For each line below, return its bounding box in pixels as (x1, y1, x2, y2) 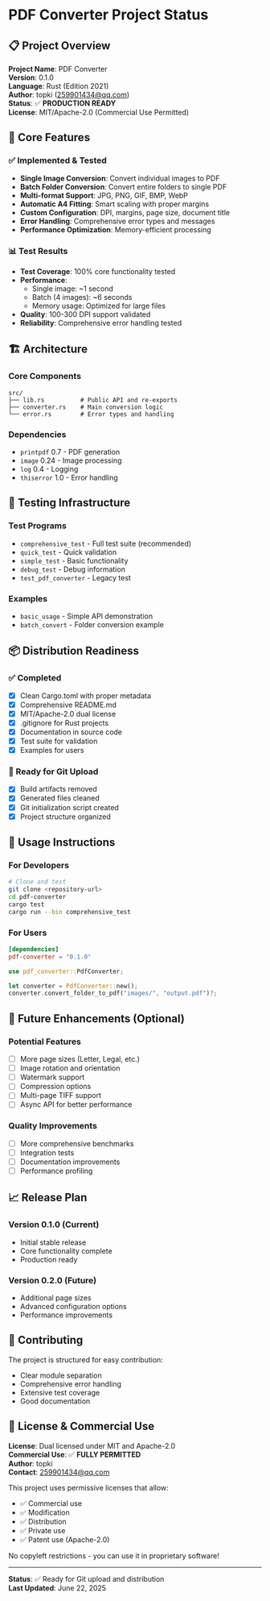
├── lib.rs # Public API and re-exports (8, 396, 178, 404)
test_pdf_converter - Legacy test (19, 572, 131, 582)
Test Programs (8, 520, 67, 531)
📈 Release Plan (8, 1191, 88, 1204)
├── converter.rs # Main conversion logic (8, 403, 163, 411)
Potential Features (8, 1036, 82, 1047)
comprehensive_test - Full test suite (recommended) (19, 539, 191, 548)
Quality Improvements (8, 1121, 98, 1132)
